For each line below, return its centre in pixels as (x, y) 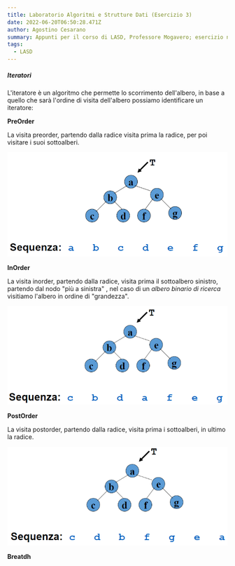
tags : (15, 45)
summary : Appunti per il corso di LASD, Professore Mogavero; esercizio (115, 37)
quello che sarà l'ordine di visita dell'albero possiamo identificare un (105, 100)
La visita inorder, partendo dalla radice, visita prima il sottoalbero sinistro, (113, 281)
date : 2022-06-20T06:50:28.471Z (54, 22)
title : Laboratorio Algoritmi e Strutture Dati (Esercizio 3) (100, 15)
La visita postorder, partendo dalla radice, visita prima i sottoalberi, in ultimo (116, 430)
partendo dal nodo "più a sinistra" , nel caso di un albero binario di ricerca (114, 288)
